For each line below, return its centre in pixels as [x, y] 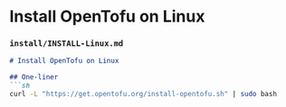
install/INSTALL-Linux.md [67, 44]
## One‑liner [34, 77]
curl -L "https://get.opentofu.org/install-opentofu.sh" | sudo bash [143, 94]
